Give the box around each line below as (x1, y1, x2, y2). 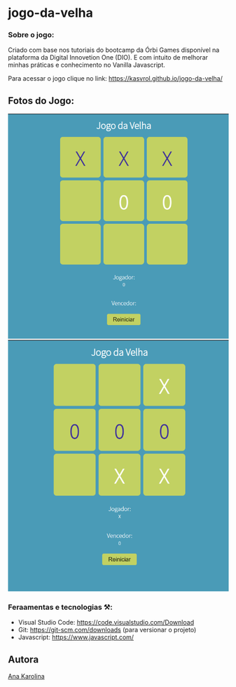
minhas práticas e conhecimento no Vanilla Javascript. (8, 61, 165, 69)
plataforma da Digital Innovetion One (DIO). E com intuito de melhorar (8, 53, 209, 62)
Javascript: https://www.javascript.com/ (18, 633, 134, 641)
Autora (8, 653, 39, 665)
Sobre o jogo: (8, 30, 55, 40)
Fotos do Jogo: (8, 95, 75, 107)
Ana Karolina (8, 672, 45, 681)
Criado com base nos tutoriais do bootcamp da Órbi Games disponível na (8, 46, 220, 54)
